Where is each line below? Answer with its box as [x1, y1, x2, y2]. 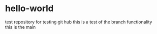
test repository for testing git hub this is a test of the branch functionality [5, 19, 153, 25]
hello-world [5, 3, 54, 14]
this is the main [5, 24, 36, 30]
